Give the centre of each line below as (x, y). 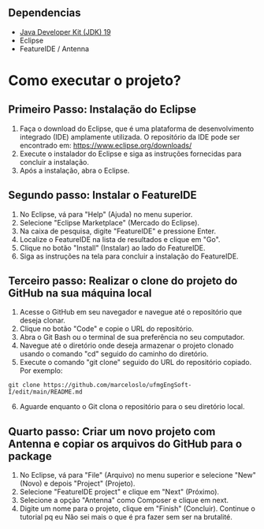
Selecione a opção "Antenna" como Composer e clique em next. (124, 501)
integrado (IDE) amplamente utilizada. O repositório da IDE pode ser (130, 136)
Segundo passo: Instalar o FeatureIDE (102, 195)
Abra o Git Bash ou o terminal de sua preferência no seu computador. (132, 337)
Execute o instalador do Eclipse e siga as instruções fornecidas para (130, 154)
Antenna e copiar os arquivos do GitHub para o (125, 443)
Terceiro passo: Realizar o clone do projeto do (123, 281)
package (30, 456)
